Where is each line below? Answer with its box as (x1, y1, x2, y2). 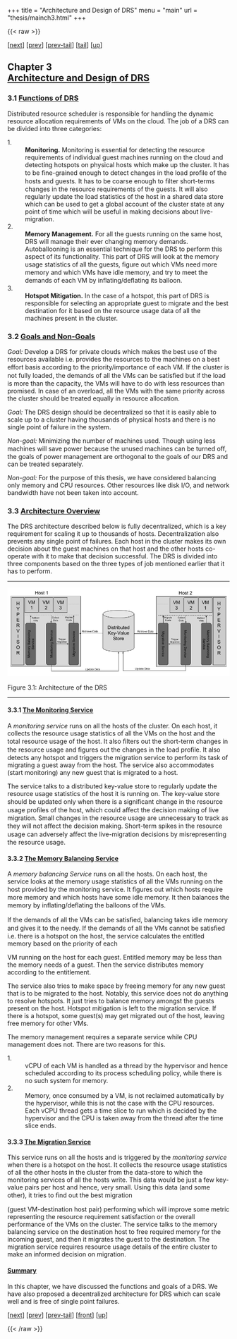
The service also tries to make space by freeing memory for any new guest (7, 982, 226, 990)
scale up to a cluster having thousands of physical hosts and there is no (7, 415, 217, 424)
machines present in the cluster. (25, 314, 119, 322)
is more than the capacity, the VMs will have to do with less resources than (7, 379, 225, 387)
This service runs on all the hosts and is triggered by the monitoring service (7, 1153, 227, 1162)
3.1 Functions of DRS (7, 93, 79, 103)
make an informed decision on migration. (7, 1250, 127, 1259)
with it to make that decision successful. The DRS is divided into (31, 552, 218, 561)
